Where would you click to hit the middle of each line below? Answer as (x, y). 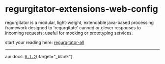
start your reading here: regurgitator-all (45, 42)
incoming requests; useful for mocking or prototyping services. (69, 33)
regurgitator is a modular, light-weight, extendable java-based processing (79, 22)
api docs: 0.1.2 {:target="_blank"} (39, 56)
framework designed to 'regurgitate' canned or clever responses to (73, 27)
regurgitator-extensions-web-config (82, 9)
